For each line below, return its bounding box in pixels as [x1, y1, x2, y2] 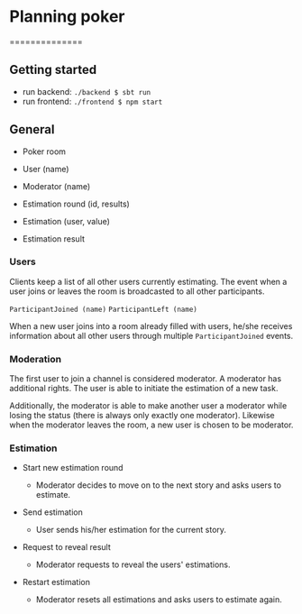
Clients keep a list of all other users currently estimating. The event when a [9, 276, 288, 287]
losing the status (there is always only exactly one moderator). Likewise [9, 410, 275, 421]
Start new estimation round [22, 463, 124, 473]
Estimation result [22, 233, 86, 244]
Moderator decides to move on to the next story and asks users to [35, 480, 282, 490]
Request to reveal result [22, 542, 111, 553]
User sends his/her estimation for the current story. [35, 525, 227, 536]
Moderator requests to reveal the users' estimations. [35, 559, 231, 570]
